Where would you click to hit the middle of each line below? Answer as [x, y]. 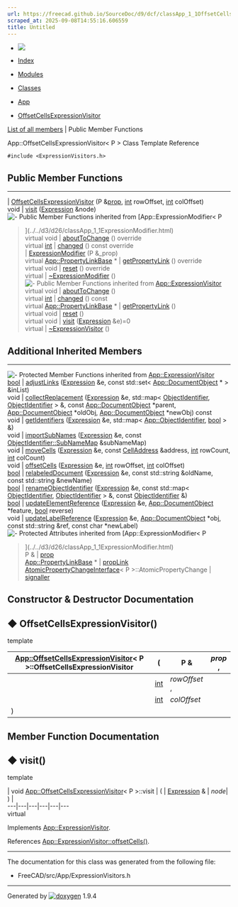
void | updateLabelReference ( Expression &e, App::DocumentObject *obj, [114, 518]
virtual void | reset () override [67, 268]
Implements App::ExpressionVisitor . [59, 827]
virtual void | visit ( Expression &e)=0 [78, 321]
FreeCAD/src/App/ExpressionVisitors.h [74, 876]
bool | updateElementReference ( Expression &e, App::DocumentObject [110, 503]
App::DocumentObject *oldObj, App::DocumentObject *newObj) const [110, 412]
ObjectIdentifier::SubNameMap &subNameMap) [77, 442]
